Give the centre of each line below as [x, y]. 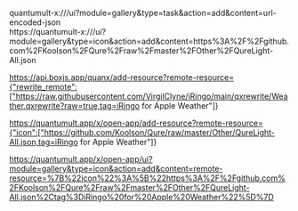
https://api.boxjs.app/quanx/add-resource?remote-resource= [121, 77]
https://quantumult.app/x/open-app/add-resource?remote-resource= [137, 123]
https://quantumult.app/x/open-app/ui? [81, 159]
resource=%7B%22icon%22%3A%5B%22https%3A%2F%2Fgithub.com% [148, 178]
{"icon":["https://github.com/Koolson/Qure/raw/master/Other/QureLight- [142, 132]
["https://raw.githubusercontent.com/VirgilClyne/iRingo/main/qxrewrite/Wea [149, 96]
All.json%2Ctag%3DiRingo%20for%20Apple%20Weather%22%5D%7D [141, 197]
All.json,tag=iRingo [44, 142]
